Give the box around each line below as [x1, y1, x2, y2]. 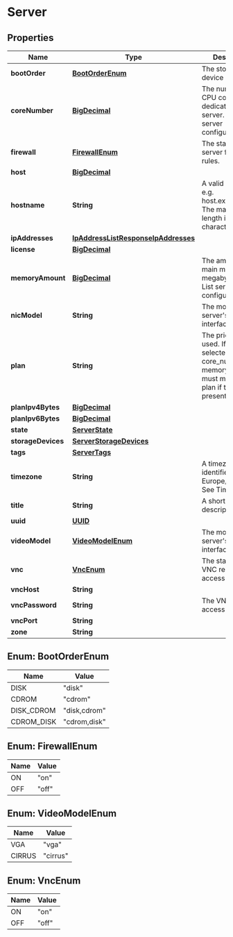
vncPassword [10, 600, 57, 609]
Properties [7, 32, 54, 44]
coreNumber [10, 105, 53, 115]
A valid [201, 178, 224, 188]
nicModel [10, 310, 43, 320]
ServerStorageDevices [72, 437, 149, 446]
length [201, 213, 223, 223]
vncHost [10, 584, 40, 594]
